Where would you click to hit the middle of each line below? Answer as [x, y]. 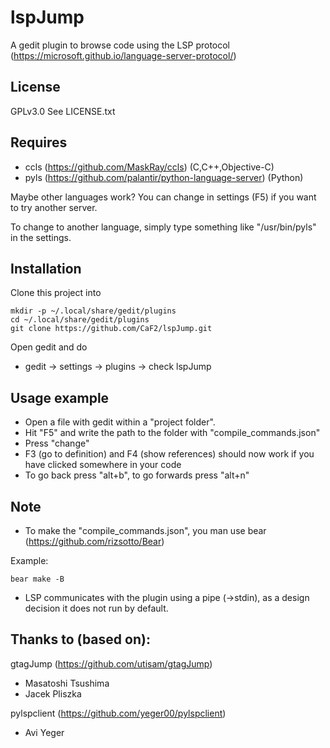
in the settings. [41, 237]
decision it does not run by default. [96, 608]
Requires [39, 142]
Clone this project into [56, 293]
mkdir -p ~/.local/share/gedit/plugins [93, 311]
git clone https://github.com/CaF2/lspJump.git [111, 329]
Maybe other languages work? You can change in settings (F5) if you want [163, 197]
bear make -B [37, 579]
